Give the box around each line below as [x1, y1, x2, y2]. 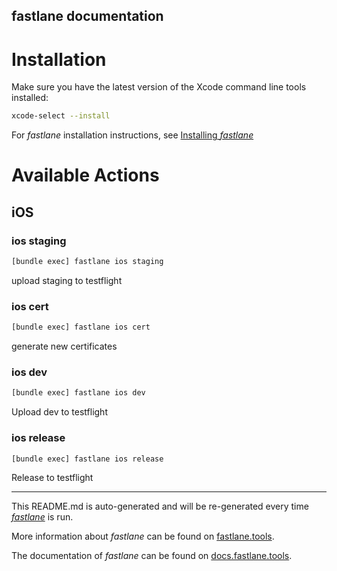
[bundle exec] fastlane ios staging [11, 257, 164, 267]
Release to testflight [11, 472, 94, 484]
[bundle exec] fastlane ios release [11, 454, 164, 464]
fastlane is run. [11, 511, 74, 523]
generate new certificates [11, 340, 118, 353]
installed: [11, 92, 49, 104]
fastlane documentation [11, 8, 164, 25]
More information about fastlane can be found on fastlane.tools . [11, 530, 275, 543]
